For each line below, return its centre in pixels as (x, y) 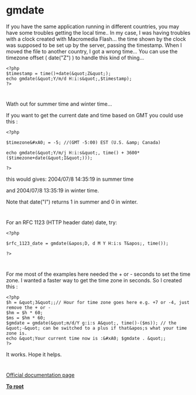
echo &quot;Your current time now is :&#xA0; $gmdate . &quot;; (86, 338)
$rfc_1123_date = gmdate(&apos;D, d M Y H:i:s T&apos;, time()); (87, 244)
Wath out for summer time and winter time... (59, 104)
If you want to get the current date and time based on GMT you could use (94, 116)
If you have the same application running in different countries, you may (93, 26)
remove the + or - (28, 308)
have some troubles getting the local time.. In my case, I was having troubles (98, 32)
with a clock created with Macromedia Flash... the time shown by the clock (96, 39)
